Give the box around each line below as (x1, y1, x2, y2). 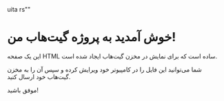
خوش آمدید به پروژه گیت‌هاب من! (7, 30, 176, 45)
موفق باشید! (7, 86, 39, 94)
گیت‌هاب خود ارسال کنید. (7, 72, 71, 80)
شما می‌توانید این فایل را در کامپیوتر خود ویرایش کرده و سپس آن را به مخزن (7, 65, 202, 74)
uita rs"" (7, 5, 31, 13)
